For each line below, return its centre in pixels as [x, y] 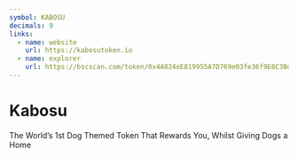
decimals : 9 [31, 26]
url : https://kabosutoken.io [79, 51]
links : [21, 34]
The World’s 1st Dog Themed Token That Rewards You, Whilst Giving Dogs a [149, 135]
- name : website [47, 42]
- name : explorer [49, 59]
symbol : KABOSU [37, 17]
